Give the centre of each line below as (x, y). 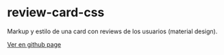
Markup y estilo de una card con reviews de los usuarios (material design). (112, 31)
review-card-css (56, 13)
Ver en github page (34, 44)
